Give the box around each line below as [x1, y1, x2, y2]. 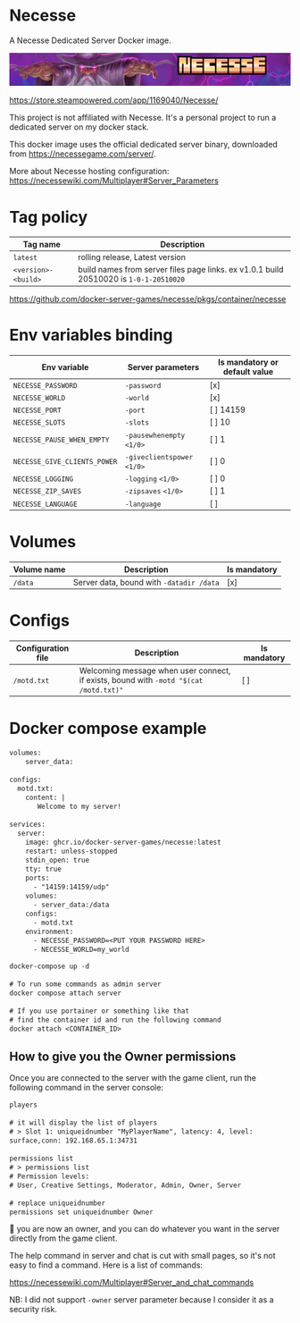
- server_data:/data [32, 900, 110, 910]
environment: [25, 927, 74, 937]
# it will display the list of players [9, 1118, 158, 1127]
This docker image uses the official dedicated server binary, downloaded [9, 139, 279, 150]
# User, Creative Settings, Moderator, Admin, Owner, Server [9, 1181, 242, 1190]
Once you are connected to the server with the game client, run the [9, 1073, 257, 1083]
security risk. [9, 1304, 58, 1315]
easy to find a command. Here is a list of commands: [9, 1260, 204, 1270]
